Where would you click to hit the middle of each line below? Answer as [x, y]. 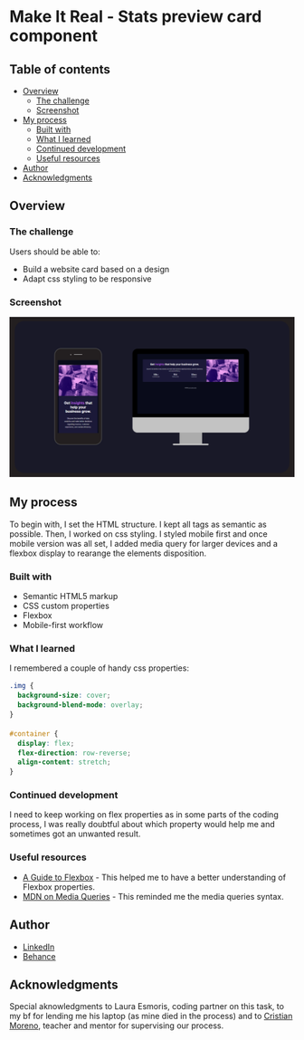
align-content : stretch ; [64, 762]
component [53, 36]
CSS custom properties [66, 606]
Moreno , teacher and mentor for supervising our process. [117, 1026]
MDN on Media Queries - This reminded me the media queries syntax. [153, 896]
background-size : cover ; [64, 696]
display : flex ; [46, 743]
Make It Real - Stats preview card [136, 17]
